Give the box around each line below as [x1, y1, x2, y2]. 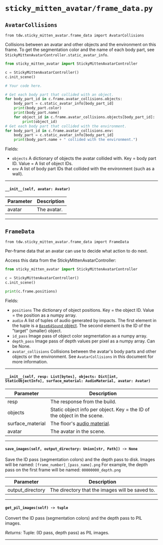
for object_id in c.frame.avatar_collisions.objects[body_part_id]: [14, 115, 155, 119]
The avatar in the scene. [50, 428, 106, 435]
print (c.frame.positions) [5, 289, 57, 294]
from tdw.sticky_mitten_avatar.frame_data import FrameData [5, 239, 130, 244]
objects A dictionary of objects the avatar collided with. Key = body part [12, 155, 157, 161]
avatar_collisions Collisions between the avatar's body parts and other [12, 348, 157, 354]
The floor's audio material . [50, 420, 111, 426]
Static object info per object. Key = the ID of [50, 406, 150, 413]
